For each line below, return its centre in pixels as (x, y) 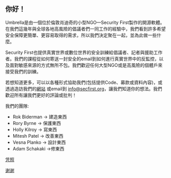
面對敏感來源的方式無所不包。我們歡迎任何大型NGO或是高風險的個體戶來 (86, 65)
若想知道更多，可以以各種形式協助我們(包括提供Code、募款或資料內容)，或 (84, 82)
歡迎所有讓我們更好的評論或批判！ (41, 95)
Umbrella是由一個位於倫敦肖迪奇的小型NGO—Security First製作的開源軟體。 (85, 22)
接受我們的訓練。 (23, 71)
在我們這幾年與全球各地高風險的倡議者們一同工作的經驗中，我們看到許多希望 (85, 29)
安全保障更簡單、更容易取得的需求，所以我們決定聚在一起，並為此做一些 (81, 35)
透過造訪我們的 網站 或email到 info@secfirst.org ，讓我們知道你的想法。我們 (84, 89)
